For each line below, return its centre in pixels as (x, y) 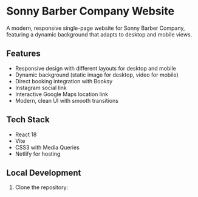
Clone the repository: (42, 187)
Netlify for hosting (38, 154)
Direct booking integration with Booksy (64, 81)
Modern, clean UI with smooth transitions (67, 100)
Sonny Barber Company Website (90, 11)
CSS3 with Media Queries (47, 147)
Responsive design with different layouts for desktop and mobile (95, 68)
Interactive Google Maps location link (62, 94)
